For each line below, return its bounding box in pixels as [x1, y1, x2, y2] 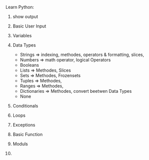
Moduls [12, 141, 28, 147]
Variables [12, 33, 32, 38]
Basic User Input [12, 23, 47, 29]
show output [12, 14, 38, 19]
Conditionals [12, 103, 38, 108]
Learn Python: [5, 4, 34, 10]
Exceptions [12, 122, 36, 128]
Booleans [20, 62, 39, 68]
